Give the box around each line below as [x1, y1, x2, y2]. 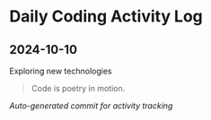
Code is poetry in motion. [31, 83, 126, 93]
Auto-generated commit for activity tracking [9, 100, 173, 111]
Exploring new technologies [9, 65, 112, 76]
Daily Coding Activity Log [9, 6, 204, 27]
